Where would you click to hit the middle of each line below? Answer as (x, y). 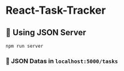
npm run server (25, 46)
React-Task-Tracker (56, 10)
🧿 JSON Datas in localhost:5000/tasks (62, 61)
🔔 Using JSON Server (46, 33)
